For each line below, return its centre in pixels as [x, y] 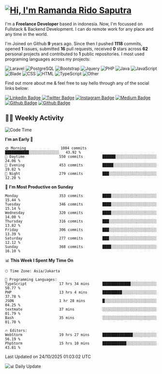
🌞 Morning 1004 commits [46, 148]
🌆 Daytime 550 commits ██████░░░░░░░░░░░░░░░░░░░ [81, 156]
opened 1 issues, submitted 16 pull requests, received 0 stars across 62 [77, 49]
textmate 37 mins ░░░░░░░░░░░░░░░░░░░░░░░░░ [81, 309]
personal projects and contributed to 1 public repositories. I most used [75, 54]
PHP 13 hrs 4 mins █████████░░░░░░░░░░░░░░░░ [81, 292]
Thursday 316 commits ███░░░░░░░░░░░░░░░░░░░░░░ [81, 221]
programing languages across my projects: [48, 59]
